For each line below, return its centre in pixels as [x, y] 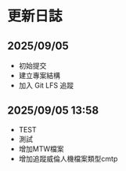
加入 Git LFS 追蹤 [46, 85]
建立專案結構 [39, 75]
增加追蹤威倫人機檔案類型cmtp [68, 158]
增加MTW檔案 [41, 149]
